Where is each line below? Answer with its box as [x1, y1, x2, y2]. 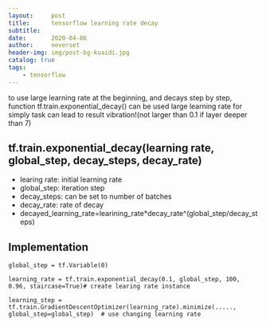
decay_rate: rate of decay [19, 200, 104, 210]
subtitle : [8, 26, 41, 34]
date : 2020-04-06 [8, 33, 88, 42]
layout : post [8, 11, 66, 20]
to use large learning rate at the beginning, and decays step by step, [8, 92, 233, 102]
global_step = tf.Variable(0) [8, 261, 109, 269]
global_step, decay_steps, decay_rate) [8, 154, 203, 167]
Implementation [8, 240, 89, 253]
